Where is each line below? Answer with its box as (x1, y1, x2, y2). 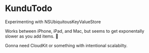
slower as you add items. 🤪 (5, 33, 59, 39)
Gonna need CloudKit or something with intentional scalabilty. (5, 42, 128, 48)
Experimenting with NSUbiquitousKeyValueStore (5, 19, 101, 25)
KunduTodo (5, 3, 53, 14)
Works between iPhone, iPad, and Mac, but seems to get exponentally (5, 28, 145, 34)
